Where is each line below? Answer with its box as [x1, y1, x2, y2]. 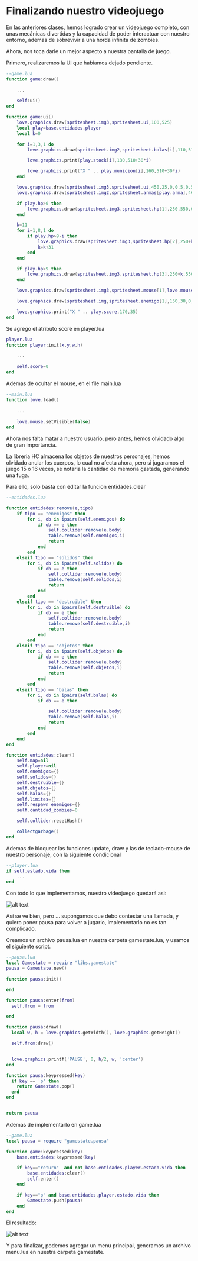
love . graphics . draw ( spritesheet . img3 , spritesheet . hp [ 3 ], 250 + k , [27, 271, 186, 278]
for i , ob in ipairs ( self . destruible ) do [27, 604, 131, 610]
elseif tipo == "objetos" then [16, 643, 94, 649]
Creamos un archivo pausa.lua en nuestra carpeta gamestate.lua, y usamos [6, 937, 190, 944]
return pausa [6, 1111, 38, 1117]
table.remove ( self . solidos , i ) [48, 577, 123, 583]
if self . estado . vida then [6, 868, 70, 874]
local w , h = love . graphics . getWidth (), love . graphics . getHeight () [11, 1030, 181, 1036]
